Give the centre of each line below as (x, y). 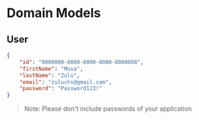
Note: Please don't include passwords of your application (108, 109)
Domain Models (54, 13)
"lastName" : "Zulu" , (50, 75)
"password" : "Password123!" (61, 89)
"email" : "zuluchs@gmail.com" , (66, 82)
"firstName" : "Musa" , (51, 69)
